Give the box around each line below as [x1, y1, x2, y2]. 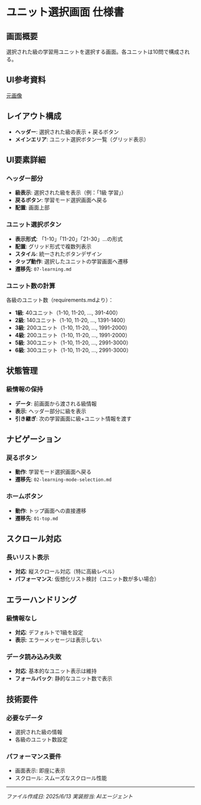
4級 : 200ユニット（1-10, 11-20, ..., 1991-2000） [14, 331, 130, 338]
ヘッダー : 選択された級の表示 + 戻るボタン [14, 128, 119, 135]
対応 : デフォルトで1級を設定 [14, 628, 84, 635]
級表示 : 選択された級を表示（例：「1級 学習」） [14, 189, 127, 196]
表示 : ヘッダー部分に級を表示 [14, 407, 87, 414]
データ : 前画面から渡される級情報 [14, 400, 97, 407]
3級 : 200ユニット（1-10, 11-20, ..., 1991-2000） [14, 324, 130, 331]
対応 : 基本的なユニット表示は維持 [14, 667, 97, 674]
